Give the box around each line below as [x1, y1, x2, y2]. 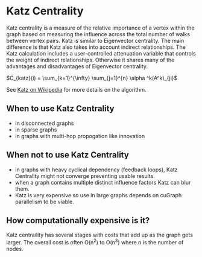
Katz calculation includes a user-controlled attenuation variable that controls [6, 49, 196, 57]
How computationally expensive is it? [6, 215, 150, 226]
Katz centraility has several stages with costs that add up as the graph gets [6, 231, 193, 239]
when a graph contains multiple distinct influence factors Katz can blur [14, 179, 191, 186]
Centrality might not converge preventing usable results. [14, 172, 155, 179]
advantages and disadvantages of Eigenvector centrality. [6, 62, 148, 70]
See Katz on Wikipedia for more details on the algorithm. [6, 86, 147, 93]
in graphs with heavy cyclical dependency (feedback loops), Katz [14, 166, 178, 173]
